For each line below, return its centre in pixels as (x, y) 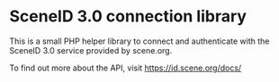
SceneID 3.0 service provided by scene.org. (91, 50)
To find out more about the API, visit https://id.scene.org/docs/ (126, 68)
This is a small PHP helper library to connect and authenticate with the (139, 41)
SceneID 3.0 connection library (128, 16)
